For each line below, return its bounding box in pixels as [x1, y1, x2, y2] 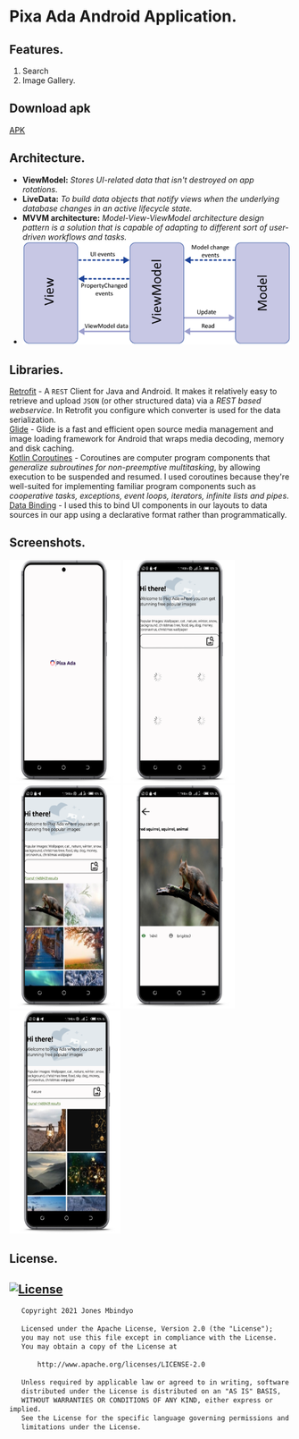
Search [21, 65, 49, 76]
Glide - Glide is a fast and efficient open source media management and [9, 424, 274, 435]
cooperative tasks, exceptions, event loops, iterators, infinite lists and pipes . [9, 490, 290, 502]
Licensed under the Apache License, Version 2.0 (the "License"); [21, 1325, 274, 1333]
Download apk [9, 101, 91, 116]
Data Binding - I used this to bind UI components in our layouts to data [9, 500, 268, 511]
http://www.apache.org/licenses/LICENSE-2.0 [37, 1360, 205, 1369]
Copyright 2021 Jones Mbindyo [21, 1307, 134, 1316]
